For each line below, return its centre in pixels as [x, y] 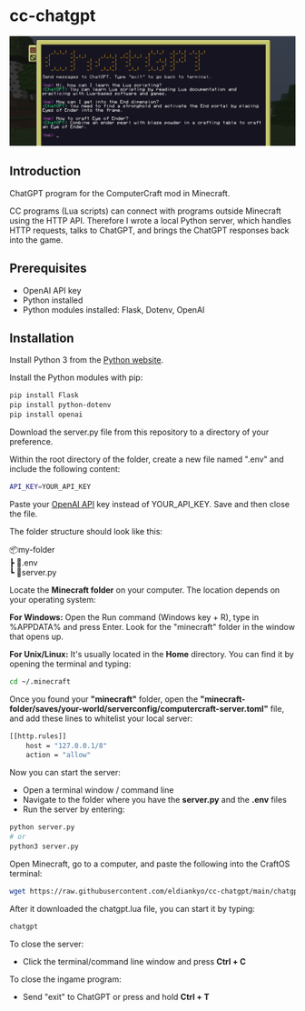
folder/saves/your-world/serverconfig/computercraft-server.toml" [139, 708]
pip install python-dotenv [60, 405]
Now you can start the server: [65, 773]
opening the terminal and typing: [70, 664]
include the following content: [65, 468]
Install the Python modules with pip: [76, 377]
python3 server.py [44, 846]
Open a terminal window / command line [98, 790]
